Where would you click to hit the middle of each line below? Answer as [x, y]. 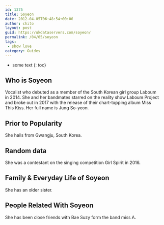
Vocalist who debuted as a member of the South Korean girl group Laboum [81, 92]
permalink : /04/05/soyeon [31, 37]
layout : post [18, 28]
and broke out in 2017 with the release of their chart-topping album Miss [78, 103]
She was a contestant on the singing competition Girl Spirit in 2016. [73, 162]
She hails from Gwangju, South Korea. [43, 135]
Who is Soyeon [29, 80]
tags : [11, 42]
